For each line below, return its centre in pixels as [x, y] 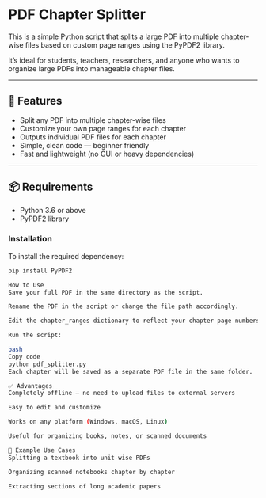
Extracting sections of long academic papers [84, 486]
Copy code [25, 357]
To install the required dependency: [66, 256]
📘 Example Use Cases [42, 450]
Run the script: [35, 335]
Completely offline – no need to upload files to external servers [122, 393]
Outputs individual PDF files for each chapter [93, 137]
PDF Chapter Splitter [77, 15]
